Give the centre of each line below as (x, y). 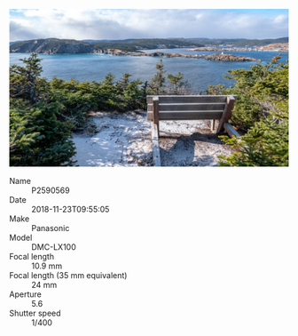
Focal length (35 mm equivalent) (68, 275)
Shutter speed (35, 313)
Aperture (25, 294)
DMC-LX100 (54, 247)
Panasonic (51, 228)
